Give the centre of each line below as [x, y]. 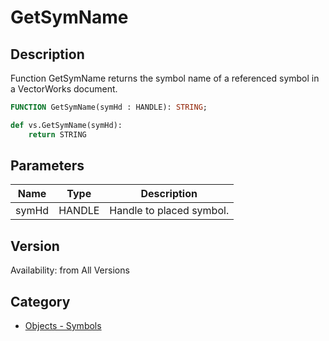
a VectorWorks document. [64, 89]
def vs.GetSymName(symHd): [66, 125]
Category [40, 301]
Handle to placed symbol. [169, 211]
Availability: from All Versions [70, 270]
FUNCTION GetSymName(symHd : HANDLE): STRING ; [109, 107]
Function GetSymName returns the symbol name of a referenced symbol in [165, 78]
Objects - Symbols [63, 326]
